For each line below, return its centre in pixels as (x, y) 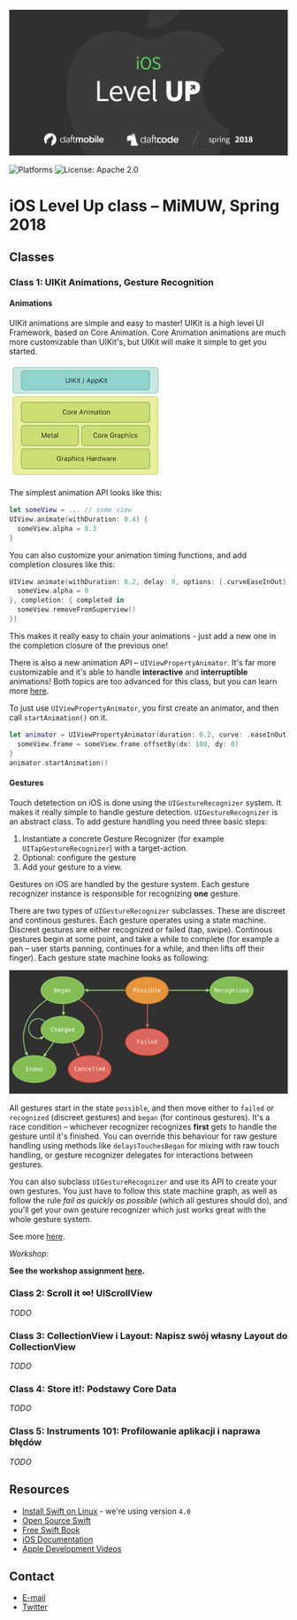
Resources (39, 1490)
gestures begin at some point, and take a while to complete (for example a (145, 939)
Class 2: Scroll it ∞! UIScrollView (81, 1293)
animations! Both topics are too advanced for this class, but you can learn (143, 681)
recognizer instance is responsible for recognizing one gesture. (125, 893)
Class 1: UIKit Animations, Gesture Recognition (112, 282)
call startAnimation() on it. (58, 717)
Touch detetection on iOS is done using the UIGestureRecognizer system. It (145, 802)
